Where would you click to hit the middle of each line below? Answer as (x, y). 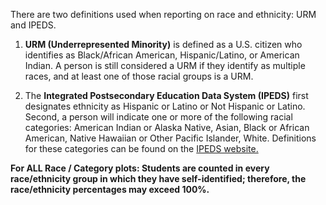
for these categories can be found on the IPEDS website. (141, 148)
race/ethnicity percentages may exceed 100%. (110, 189)
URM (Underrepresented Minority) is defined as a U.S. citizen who (163, 44)
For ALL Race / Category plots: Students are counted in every (140, 168)
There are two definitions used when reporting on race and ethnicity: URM (163, 14)
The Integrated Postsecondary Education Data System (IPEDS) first (166, 95)
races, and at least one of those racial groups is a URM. (139, 76)
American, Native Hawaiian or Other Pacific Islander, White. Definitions (170, 138)
